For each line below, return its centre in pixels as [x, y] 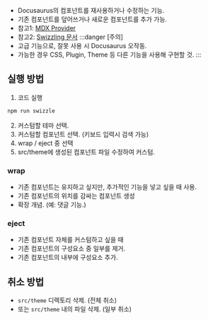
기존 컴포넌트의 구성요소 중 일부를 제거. [71, 248]
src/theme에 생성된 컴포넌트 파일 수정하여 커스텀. [86, 152]
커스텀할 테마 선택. [43, 125]
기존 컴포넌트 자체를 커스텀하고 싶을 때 [70, 240]
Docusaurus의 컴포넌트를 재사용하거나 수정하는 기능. [91, 10]
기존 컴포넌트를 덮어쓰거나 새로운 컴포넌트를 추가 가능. [92, 19]
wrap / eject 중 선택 [45, 143]
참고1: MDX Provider [47, 28]
